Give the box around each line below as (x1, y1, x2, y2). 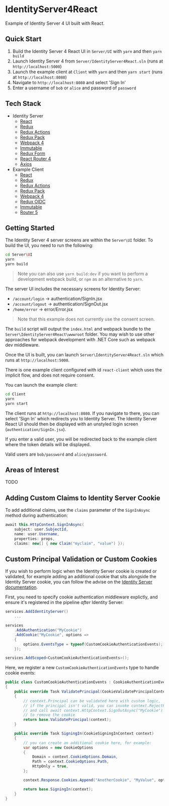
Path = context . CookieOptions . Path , (32, 759, 109, 764)
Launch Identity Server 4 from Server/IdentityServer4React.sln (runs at (12, 58, 163, 64)
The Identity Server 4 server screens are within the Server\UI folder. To (5, 237, 153, 243)
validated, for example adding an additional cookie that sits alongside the (5, 574, 157, 580)
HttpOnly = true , (32, 764, 69, 769)
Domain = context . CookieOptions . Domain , (32, 755, 118, 760)
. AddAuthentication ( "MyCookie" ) (14, 628, 82, 633)
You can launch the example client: (5, 382, 78, 388)
